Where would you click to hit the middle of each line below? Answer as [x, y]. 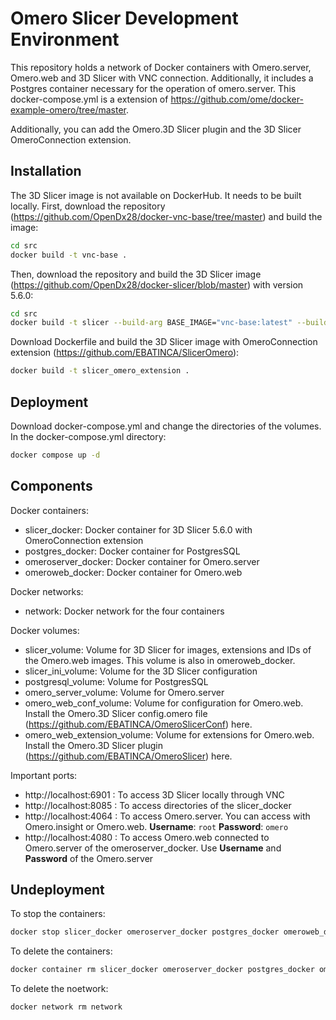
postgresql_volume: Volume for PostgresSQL [116, 681]
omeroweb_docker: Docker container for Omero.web [133, 572]
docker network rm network [66, 1007]
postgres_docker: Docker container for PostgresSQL [132, 551]
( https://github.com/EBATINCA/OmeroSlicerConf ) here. [138, 724]
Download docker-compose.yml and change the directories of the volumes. [166, 426]
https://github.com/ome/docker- [237, 99]
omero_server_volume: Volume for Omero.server [124, 692]
